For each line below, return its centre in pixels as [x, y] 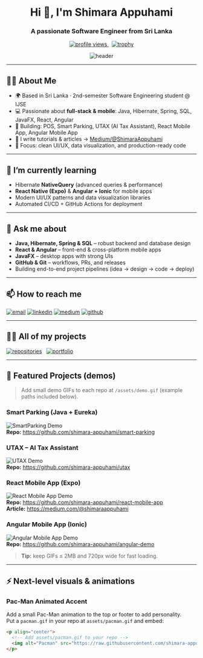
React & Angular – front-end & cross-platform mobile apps [88, 250]
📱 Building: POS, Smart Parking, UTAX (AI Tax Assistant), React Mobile [102, 126]
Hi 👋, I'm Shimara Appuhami [101, 12]
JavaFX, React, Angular [44, 120]
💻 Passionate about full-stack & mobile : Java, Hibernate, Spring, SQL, [103, 111]
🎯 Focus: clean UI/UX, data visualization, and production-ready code [100, 146]
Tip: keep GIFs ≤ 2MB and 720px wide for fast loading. [89, 556]
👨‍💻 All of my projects [46, 337]
